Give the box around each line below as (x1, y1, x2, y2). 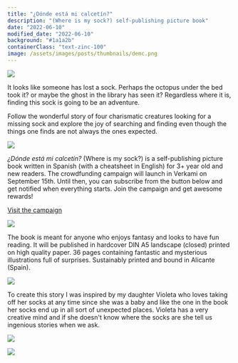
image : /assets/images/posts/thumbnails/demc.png (7, 51, 158, 58)
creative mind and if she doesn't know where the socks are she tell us (7, 312, 212, 321)
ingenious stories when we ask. (7, 320, 100, 329)
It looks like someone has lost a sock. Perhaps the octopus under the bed (7, 83, 223, 91)
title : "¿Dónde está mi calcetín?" (7, 10, 113, 18)
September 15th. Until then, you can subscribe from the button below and (7, 177, 223, 185)
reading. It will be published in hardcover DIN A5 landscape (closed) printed (7, 240, 230, 249)
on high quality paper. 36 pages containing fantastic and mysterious (7, 248, 208, 256)
